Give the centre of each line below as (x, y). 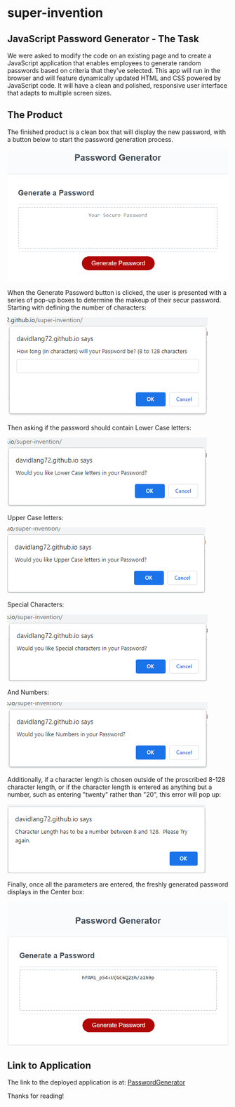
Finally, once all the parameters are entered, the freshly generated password (118, 884)
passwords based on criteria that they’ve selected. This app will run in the (114, 71)
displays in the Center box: (46, 892)
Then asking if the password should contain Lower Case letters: (99, 428)
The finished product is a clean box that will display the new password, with (117, 132)
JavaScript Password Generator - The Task (103, 39)
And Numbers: (28, 692)
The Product (35, 115)
